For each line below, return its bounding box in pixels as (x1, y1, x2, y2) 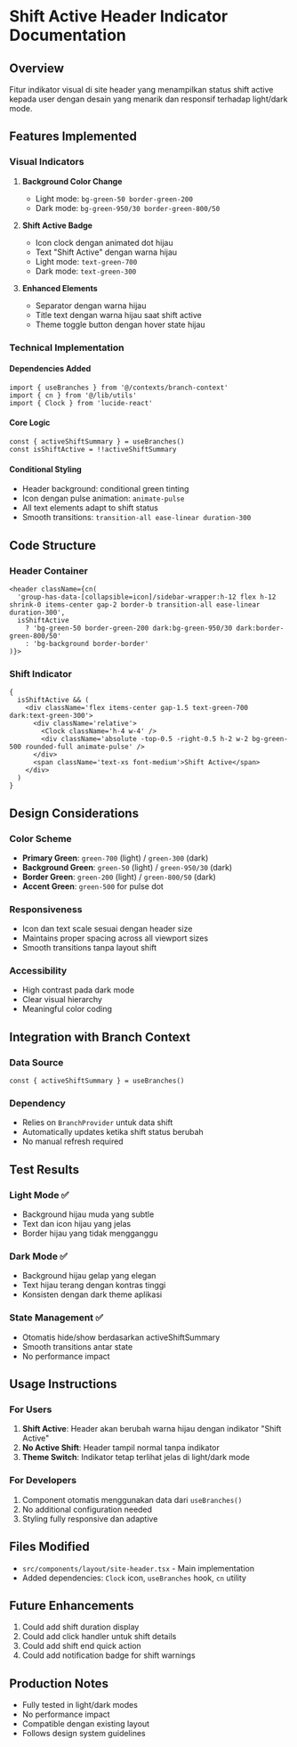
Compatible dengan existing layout (21, 1718, 149, 1729)
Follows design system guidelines (21, 1728, 146, 1739)
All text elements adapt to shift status (21, 502, 158, 513)
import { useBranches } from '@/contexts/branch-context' (9, 383, 229, 392)
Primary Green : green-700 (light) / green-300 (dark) (21, 853, 209, 863)
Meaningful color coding (21, 1004, 113, 1015)
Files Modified (9, 1539, 91, 1555)
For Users (9, 1403, 52, 1416)
